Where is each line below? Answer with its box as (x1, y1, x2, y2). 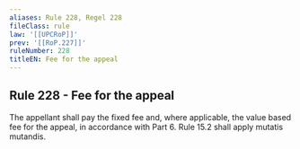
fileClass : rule (9, 22, 70, 31)
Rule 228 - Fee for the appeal (9, 88, 175, 103)
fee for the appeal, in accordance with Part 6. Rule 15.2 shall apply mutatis (9, 121, 284, 132)
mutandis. (9, 131, 47, 142)
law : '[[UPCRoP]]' (9, 30, 78, 39)
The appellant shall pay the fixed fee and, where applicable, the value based (9, 111, 292, 122)
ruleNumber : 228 (9, 47, 70, 56)
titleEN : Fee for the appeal (9, 55, 119, 64)
